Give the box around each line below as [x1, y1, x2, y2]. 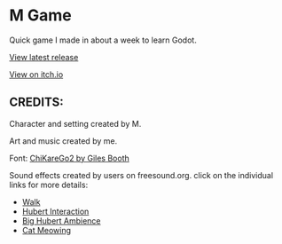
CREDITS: [9, 95, 64, 110]
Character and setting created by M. [9, 118, 142, 129]
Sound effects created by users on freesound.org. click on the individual [9, 169, 273, 180]
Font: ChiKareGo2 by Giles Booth [9, 153, 130, 163]
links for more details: [9, 179, 89, 190]
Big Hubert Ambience [21, 215, 101, 226]
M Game [9, 5, 73, 26]
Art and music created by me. [9, 135, 118, 146]
